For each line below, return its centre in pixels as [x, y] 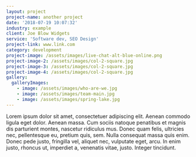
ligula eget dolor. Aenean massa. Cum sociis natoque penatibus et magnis [96, 122]
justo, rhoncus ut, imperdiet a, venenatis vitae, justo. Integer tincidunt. [91, 148]
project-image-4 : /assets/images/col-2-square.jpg [70, 72]
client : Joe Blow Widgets [38, 34]
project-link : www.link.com [41, 45]
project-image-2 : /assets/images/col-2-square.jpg [70, 61]
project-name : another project [45, 17]
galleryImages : [30, 83]
